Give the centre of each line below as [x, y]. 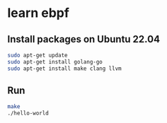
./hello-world [28, 113]
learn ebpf [38, 13]
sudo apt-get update [38, 55]
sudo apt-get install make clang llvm [64, 69]
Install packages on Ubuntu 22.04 [84, 39]
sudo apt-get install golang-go [55, 61]
